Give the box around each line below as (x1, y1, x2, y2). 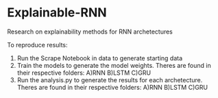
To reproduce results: (7, 40, 68, 49)
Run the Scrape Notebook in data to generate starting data (16, 53, 183, 62)
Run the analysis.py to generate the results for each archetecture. (16, 75, 203, 84)
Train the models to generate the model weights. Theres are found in (16, 61, 211, 69)
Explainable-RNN (7, 5, 108, 21)
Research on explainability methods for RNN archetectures (7, 27, 173, 36)
